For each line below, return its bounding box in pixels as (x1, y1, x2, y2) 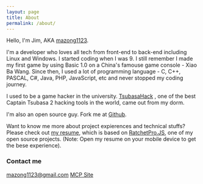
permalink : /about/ (6, 20, 56, 26)
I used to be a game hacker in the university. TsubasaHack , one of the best (6, 92, 196, 100)
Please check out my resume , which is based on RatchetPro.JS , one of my (6, 129, 193, 137)
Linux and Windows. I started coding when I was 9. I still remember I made (6, 55, 193, 63)
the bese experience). (6, 142, 62, 149)
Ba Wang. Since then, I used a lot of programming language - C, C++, (6, 68, 181, 75)
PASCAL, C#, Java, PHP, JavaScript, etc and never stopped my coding (6, 74, 183, 82)
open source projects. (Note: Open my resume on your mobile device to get (6, 135, 196, 143)
